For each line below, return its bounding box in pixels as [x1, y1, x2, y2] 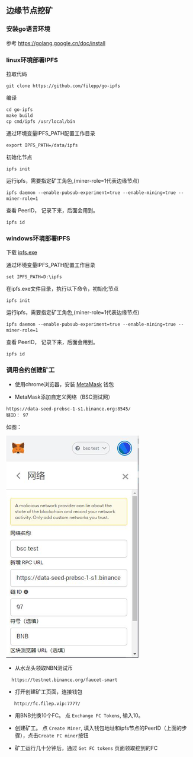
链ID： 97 [6, 412, 28, 418]
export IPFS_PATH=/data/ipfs [6, 142, 78, 148]
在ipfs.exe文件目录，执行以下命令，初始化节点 [6, 285, 119, 292]
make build [6, 112, 33, 119]
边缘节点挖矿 [6, 5, 53, 16]
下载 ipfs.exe [6, 249, 37, 256]
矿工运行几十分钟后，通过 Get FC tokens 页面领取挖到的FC [14, 744, 158, 752]
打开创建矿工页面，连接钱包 [14, 688, 83, 695]
